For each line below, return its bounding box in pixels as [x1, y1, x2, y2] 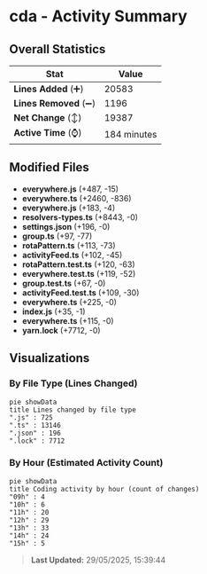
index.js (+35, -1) [21, 306, 86, 317]
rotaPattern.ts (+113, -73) [21, 240, 117, 250]
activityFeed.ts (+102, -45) [21, 249, 123, 260]
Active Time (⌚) [13, 127, 82, 138]
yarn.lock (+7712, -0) [21, 325, 101, 335]
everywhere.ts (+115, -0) [21, 315, 114, 326]
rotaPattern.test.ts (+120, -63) [21, 259, 135, 270]
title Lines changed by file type [9, 405, 137, 414]
